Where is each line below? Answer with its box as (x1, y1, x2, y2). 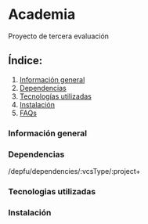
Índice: (8, 54, 43, 67)
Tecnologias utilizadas (8, 186, 96, 197)
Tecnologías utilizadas (19, 92, 92, 101)
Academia (8, 5, 76, 23)
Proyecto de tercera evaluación (8, 31, 110, 41)
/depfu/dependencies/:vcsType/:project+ (8, 166, 141, 175)
